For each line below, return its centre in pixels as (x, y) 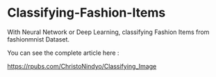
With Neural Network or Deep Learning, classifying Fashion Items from (108, 32)
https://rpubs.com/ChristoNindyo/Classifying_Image (82, 66)
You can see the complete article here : (63, 53)
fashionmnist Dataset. (39, 39)
